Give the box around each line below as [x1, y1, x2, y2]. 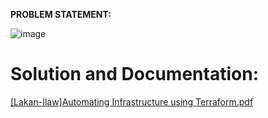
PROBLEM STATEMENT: [10, 9, 112, 20]
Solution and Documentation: [10, 63, 259, 86]
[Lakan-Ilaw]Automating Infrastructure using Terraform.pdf [10, 95, 254, 108]
